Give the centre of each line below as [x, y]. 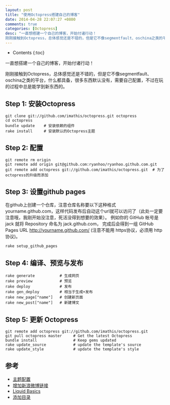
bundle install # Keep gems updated [61, 340]
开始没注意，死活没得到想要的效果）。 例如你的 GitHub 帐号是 [95, 218]
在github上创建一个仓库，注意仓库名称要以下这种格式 [61, 205]
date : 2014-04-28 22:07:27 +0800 [40, 19]
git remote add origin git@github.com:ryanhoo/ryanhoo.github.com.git [81, 164]
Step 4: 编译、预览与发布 [44, 263]
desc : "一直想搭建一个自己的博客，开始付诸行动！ [51, 33]
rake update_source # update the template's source [73, 345]
